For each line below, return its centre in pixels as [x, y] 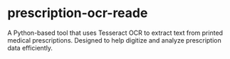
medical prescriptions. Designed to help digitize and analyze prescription [115, 40]
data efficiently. [30, 48]
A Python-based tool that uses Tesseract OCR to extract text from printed [115, 33]
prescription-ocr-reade [78, 13]
